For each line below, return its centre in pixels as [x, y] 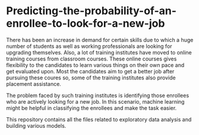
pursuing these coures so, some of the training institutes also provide [91, 78]
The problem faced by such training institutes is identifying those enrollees [98, 95]
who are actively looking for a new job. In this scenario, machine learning [96, 101]
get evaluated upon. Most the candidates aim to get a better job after [90, 71]
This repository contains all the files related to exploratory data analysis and [99, 119]
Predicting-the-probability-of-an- [91, 11]
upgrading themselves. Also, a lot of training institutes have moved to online [99, 52]
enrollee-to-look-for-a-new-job [86, 23]
